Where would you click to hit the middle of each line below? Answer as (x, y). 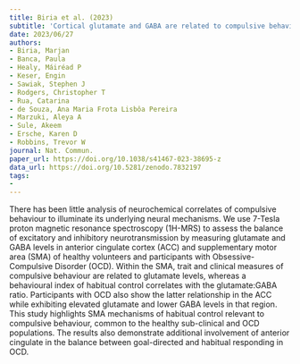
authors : (25, 42)
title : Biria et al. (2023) (62, 17)
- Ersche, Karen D (43, 134)
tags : (19, 175)
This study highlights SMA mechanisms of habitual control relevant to (137, 314)
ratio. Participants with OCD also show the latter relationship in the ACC (141, 295)
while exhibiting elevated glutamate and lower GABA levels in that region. (143, 304)
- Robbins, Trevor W (48, 142)
